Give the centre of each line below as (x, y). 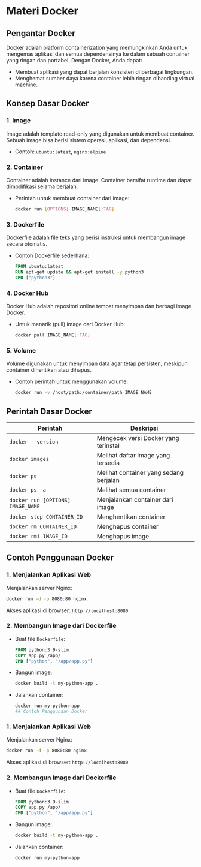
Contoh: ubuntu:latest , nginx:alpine (60, 152)
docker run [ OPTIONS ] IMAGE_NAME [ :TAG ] (65, 209)
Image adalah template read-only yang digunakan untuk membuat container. (100, 134)
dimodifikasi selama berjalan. (42, 186)
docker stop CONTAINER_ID (46, 517)
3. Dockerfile (25, 224)
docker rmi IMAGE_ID (38, 536)
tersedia (108, 463)
